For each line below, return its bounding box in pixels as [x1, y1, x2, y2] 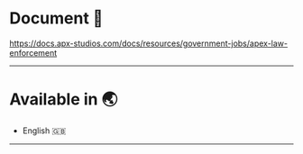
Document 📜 [9, 8, 104, 29]
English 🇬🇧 [22, 125, 67, 136]
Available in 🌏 [9, 89, 118, 110]
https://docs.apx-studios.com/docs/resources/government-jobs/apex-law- [9, 38, 289, 49]
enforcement [9, 47, 58, 58]
